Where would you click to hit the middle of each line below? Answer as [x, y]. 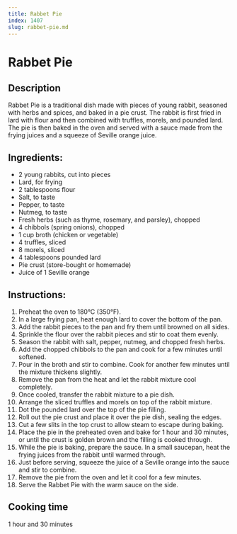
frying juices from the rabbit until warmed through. [92, 455]
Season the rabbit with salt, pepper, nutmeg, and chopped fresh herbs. [122, 342]
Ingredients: [35, 158]
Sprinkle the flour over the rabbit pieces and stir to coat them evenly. [118, 334]
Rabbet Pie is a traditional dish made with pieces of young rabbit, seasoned [118, 105]
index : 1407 [25, 21]
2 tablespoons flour [47, 190]
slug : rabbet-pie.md [39, 27]
